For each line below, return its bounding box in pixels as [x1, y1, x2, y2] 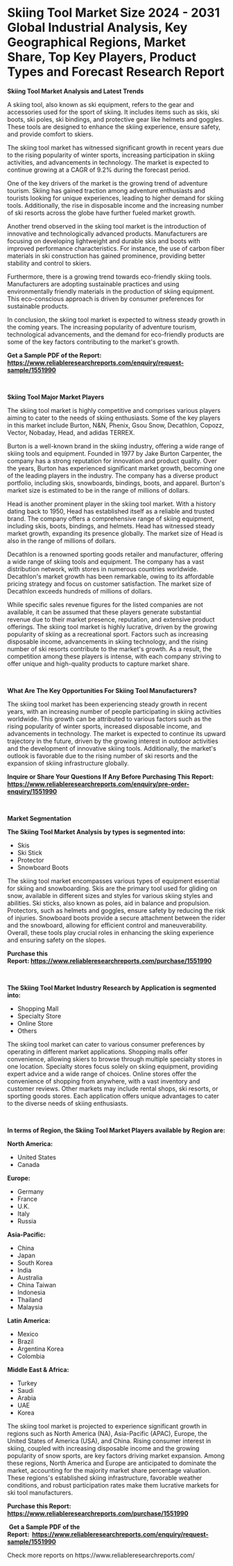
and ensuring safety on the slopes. [7, 936, 107, 944]
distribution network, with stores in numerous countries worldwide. [7, 564, 199, 573]
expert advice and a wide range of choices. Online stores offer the [7, 1069, 197, 1078]
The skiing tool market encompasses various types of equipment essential [7, 876, 220, 885]
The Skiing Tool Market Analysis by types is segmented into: [7, 827, 186, 835]
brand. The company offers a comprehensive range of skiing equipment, [7, 514, 215, 523]
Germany [17, 1187, 44, 1196]
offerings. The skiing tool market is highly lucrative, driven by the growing [7, 622, 218, 630]
